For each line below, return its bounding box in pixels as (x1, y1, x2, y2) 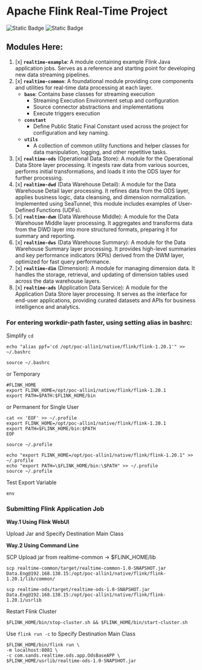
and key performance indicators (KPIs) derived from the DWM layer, (15, 251, 184, 259)
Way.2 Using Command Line (6, 542, 79, 549)
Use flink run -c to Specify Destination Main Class (6, 630, 136, 638)
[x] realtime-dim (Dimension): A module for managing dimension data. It (15, 264, 195, 271)
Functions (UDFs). (36, 206, 82, 214)
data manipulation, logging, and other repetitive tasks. (33, 148, 168, 155)
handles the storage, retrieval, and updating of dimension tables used (15, 271, 189, 278)
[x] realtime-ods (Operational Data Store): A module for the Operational (15, 155, 194, 162)
